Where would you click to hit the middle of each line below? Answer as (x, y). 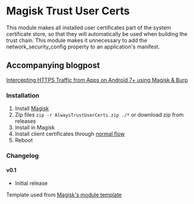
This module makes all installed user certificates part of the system (89, 28)
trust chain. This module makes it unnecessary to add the (77, 40)
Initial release (31, 183)
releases (25, 121)
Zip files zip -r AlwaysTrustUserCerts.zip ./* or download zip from (99, 115)
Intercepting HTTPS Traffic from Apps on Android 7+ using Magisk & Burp (97, 80)
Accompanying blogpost (53, 66)
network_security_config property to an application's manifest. (83, 47)
